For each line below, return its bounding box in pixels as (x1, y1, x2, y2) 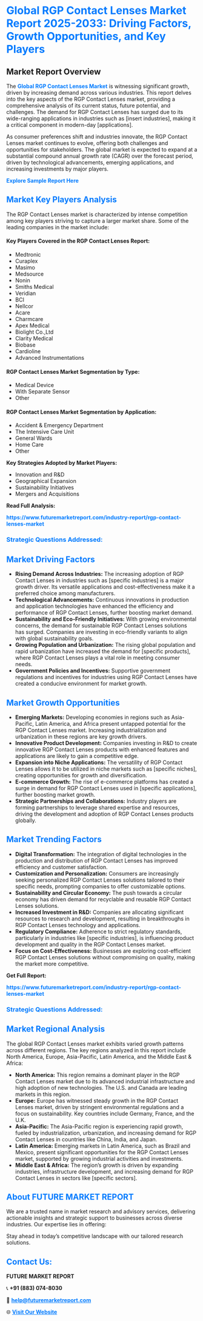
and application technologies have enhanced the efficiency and (15, 603, 174, 610)
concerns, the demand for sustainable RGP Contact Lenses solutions (15, 622, 187, 629)
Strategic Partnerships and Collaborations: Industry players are (15, 797, 177, 805)
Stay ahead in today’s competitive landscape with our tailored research (6, 1232, 184, 1240)
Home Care (15, 441, 44, 448)
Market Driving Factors (6, 554, 95, 564)
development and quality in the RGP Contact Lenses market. (15, 941, 166, 948)
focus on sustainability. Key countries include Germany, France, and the (15, 1110, 195, 1117)
